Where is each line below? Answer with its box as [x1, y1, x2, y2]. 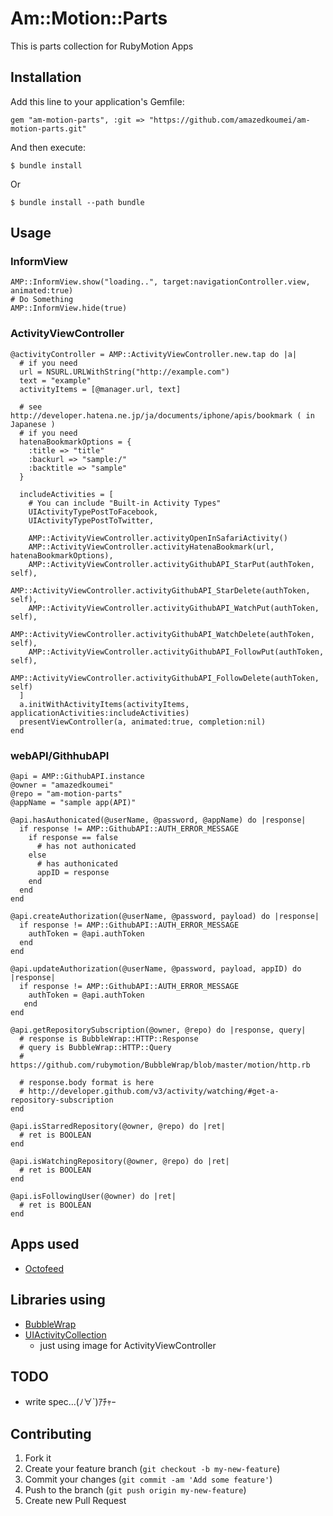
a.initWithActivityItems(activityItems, [19, 699, 190, 709]
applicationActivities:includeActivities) [10, 708, 190, 718]
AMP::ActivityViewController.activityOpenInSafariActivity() [28, 533, 288, 543]
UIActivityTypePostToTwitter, [28, 515, 155, 526]
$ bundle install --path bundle [10, 197, 145, 207]
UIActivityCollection [24, 1328, 107, 1341]
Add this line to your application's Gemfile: [10, 95, 185, 107]
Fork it [24, 1452, 52, 1464]
